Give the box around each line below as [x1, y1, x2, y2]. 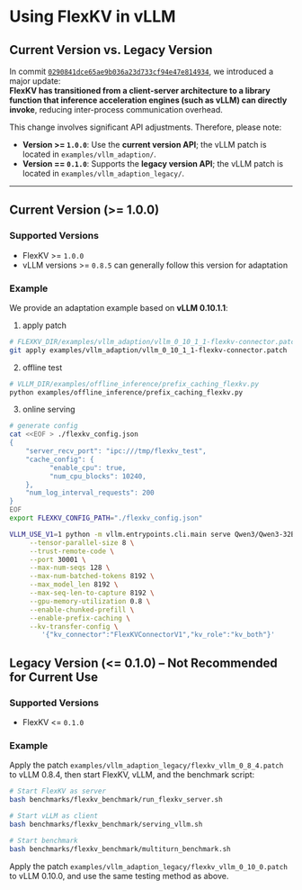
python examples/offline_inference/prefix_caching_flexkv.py [9, 387, 244, 397]
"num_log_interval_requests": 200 [25, 488, 155, 497]
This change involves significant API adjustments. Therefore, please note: [9, 122, 282, 132]
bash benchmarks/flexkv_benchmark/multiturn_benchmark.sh [9, 844, 231, 853]
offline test [22, 362, 63, 373]
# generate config [9, 422, 78, 431]
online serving [22, 404, 75, 415]
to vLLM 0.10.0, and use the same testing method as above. [9, 870, 229, 881]
